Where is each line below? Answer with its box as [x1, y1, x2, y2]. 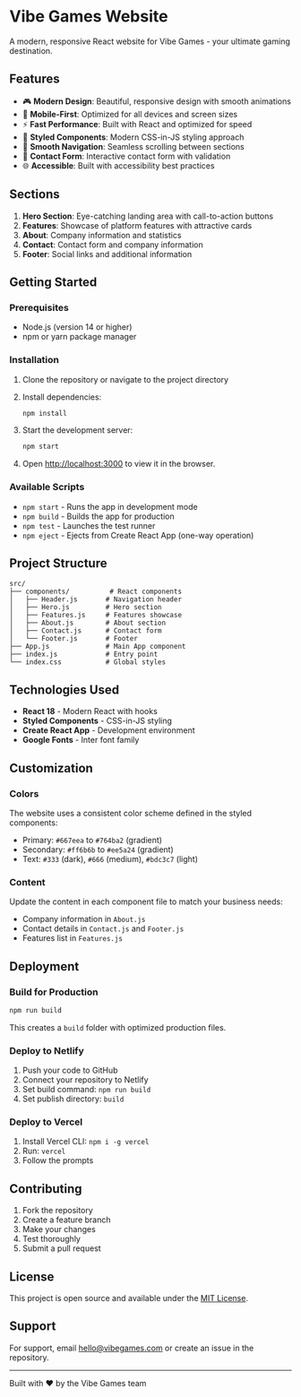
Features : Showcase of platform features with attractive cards [21, 220, 253, 230]
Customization [9, 760, 94, 776]
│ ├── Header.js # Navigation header [9, 595, 182, 604]
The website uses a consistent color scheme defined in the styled [9, 807, 253, 818]
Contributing [9, 1181, 82, 1196]
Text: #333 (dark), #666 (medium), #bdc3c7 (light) [21, 853, 199, 864]
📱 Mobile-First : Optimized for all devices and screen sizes [21, 108, 238, 119]
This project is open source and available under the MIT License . [9, 1292, 249, 1303]
